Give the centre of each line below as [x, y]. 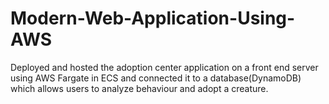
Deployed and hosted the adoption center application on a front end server [164, 67]
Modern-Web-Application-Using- [153, 18]
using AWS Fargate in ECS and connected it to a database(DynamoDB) [156, 78]
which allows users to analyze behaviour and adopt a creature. [139, 88]
